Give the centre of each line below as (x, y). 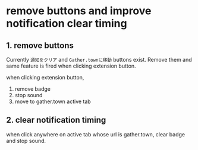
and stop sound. (26, 141)
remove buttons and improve (79, 11)
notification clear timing (67, 23)
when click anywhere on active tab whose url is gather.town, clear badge (96, 134)
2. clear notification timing (56, 120)
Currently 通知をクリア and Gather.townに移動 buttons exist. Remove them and (99, 60)
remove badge (32, 89)
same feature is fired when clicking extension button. (71, 66)
